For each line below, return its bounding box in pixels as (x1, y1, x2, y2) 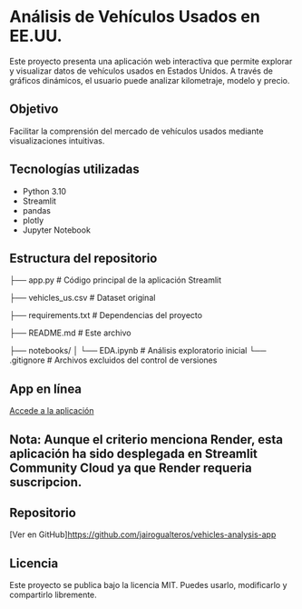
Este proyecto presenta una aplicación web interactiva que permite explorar (9, 55, 293, 66)
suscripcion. (9, 474, 83, 490)
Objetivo (9, 102, 59, 117)
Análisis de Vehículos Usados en (9, 6, 260, 27)
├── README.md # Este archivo (9, 327, 132, 338)
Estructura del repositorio (9, 250, 158, 265)
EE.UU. (9, 25, 63, 46)
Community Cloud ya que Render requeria (9, 460, 252, 475)
